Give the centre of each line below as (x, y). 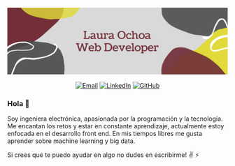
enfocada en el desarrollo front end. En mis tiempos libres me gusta (105, 133)
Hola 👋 (19, 103)
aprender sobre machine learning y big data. (71, 141)
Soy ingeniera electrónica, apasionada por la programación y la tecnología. (115, 119)
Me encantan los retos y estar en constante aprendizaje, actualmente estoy (116, 126)
